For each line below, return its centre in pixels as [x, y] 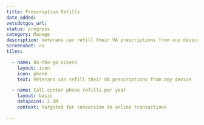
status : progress [28, 29]
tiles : [15, 52]
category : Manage [28, 35]
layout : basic [35, 96]
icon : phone [32, 73]
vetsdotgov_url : [27, 23]
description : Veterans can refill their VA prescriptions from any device [103, 40]
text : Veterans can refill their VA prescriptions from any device [104, 79]
